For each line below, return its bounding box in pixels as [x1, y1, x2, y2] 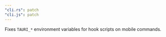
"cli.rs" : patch [5, 7, 39, 13]
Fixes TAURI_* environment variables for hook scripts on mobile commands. [5, 26, 162, 32]
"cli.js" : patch [5, 12, 39, 17]
